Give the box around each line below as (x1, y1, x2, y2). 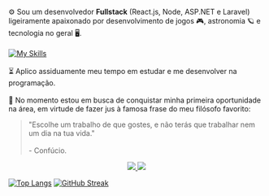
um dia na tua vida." (28, 128, 95, 137)
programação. (8, 78, 56, 88)
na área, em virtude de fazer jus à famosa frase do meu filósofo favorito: (8, 104, 251, 113)
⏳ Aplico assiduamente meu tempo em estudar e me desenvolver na (8, 67, 237, 76)
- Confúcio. (28, 146, 67, 155)
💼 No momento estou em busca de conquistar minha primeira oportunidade (8, 95, 262, 105)
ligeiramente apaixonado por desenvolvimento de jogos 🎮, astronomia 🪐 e (8, 16, 262, 25)
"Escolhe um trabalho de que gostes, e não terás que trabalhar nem (28, 120, 256, 129)
